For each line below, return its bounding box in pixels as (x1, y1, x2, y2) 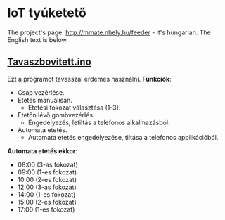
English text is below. (7, 35, 68, 44)
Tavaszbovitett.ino (7, 56, 91, 68)
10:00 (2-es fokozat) (17, 175, 77, 183)
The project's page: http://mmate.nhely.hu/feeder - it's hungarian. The (7, 28, 211, 37)
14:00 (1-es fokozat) (17, 190, 76, 198)
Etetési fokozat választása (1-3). (27, 103, 121, 112)
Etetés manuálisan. (17, 96, 72, 104)
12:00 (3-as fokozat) (17, 183, 77, 191)
